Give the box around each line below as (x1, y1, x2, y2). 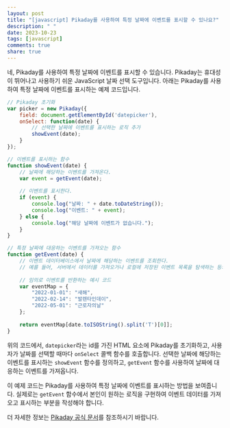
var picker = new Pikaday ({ (7, 105, 88, 112)
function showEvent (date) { (7, 162, 88, 169)
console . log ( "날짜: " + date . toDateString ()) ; (31, 200, 164, 207)
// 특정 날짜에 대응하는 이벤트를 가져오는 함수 (7, 245, 121, 252)
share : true (7, 49, 41, 56)
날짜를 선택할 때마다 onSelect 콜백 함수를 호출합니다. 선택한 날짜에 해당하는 (19, 349, 221, 357)
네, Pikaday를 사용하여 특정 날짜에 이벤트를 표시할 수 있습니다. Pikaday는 (7, 68, 203, 76)
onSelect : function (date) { (19, 118, 99, 125)
